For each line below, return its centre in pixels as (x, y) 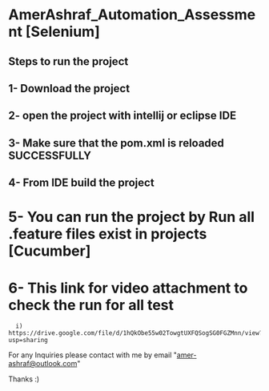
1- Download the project (69, 89)
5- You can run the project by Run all (131, 217)
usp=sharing (28, 341)
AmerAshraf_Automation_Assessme (132, 15)
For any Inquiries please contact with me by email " (93, 355)
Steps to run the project (68, 61)
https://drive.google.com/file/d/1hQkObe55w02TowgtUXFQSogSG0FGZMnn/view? (136, 333)
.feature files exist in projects (108, 234)
